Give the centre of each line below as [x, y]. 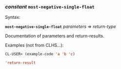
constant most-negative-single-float [50, 7]
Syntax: [13, 17]
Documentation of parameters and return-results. [55, 36]
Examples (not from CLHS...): [34, 45]
